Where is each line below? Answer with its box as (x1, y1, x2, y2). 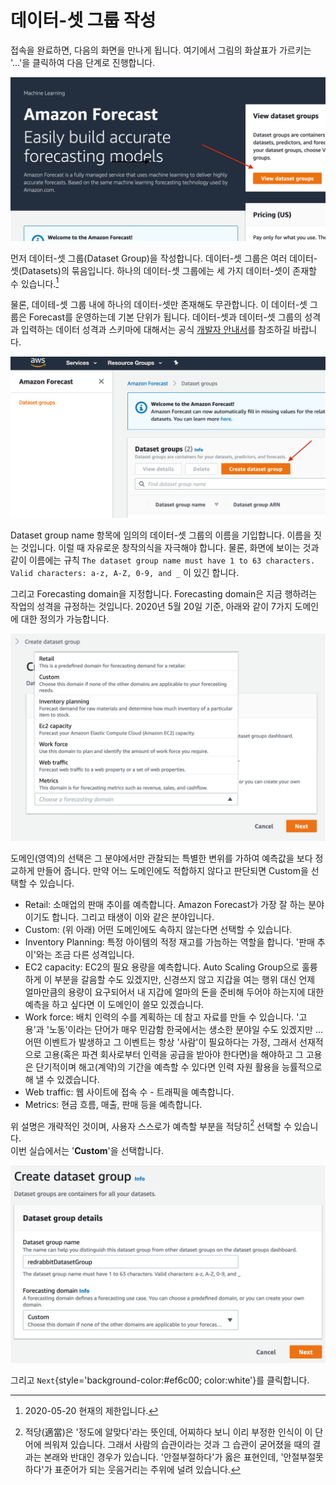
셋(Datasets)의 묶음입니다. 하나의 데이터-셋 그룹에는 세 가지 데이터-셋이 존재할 (10, 264, 318, 276)
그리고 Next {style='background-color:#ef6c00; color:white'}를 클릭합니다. (10, 1374, 310, 1386)
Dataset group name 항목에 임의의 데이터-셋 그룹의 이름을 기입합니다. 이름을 (10, 529, 312, 541)
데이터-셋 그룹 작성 (10, 9, 157, 32)
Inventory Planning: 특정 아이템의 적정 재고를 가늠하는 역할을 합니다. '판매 (24, 936, 315, 948)
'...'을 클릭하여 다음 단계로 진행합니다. (10, 56, 156, 68)
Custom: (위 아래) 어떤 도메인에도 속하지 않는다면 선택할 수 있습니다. (24, 923, 293, 935)
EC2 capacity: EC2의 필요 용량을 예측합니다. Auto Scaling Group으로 (24, 961, 300, 973)
